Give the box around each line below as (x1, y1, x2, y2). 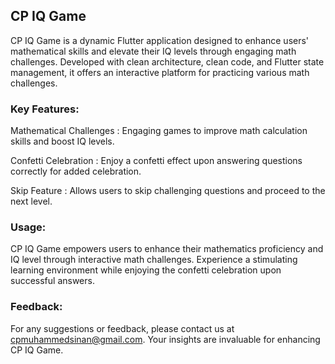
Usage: (10, 220, 47, 234)
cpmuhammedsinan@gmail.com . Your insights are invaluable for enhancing (10, 333, 321, 345)
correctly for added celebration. (10, 165, 142, 178)
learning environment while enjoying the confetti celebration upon (10, 264, 282, 276)
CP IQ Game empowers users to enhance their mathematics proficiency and (10, 243, 324, 255)
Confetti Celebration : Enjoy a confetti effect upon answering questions (10, 155, 303, 167)
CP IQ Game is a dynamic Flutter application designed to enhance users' (10, 34, 310, 46)
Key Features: (10, 102, 80, 116)
